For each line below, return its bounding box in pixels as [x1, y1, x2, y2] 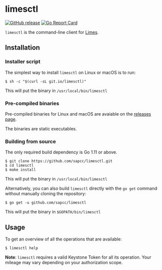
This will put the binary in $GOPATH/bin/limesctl [5, 209, 101, 215]
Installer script [5, 58, 41, 65]
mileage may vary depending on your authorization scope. [5, 260, 123, 266]
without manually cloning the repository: [5, 191, 87, 197]
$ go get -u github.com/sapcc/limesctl [5, 200, 87, 205]
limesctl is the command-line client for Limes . [5, 29, 99, 35]
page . [5, 116, 17, 122]
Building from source [5, 138, 56, 145]
